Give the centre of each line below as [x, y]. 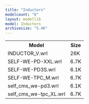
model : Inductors [23, 24]
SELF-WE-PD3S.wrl [32, 69]
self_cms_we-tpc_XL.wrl [37, 94]
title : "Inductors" [25, 10]
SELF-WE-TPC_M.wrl [33, 78]
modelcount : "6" [22, 14]
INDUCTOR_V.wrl [28, 53]
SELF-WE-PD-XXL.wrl [35, 61]
